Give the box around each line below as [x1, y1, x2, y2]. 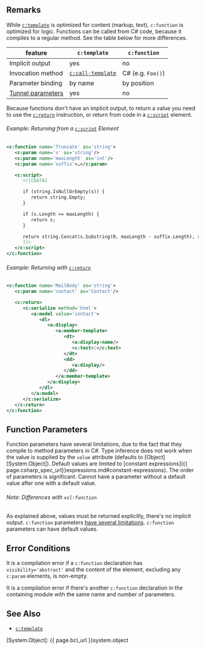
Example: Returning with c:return [6, 264, 92, 271]
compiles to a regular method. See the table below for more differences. [6, 34, 188, 42]
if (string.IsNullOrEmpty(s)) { [22, 189, 105, 195]
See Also [6, 608, 41, 619]
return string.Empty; [31, 194, 86, 201]
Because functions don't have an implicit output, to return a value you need [6, 104, 196, 112]
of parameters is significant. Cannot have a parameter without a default [6, 473, 186, 481]
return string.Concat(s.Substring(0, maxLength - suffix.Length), [22, 234, 195, 240]
